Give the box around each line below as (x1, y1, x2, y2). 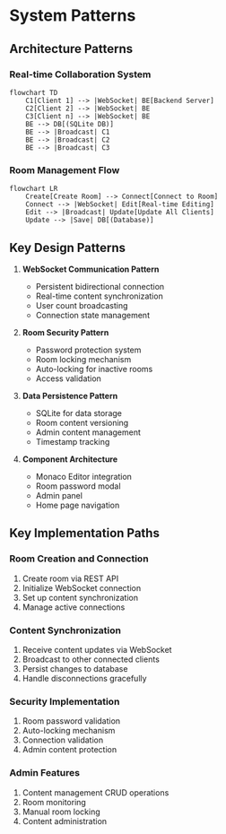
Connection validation (22, 734, 104, 745)
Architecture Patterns (9, 41, 134, 56)
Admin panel (35, 490, 83, 500)
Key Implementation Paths (9, 526, 160, 541)
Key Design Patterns (9, 239, 126, 256)
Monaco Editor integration (35, 471, 133, 482)
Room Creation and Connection (9, 552, 150, 565)
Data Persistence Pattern (22, 390, 118, 401)
